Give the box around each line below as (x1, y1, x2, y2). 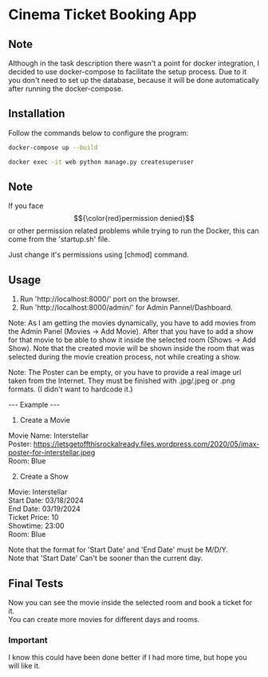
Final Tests (8, 577, 64, 590)
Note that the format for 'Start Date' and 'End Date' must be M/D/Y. (8, 545, 229, 555)
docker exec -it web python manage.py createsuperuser (8, 158, 195, 166)
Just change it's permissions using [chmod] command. (8, 250, 189, 260)
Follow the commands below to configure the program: (8, 128, 189, 137)
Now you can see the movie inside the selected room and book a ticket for (8, 598, 253, 607)
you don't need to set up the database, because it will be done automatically (8, 76, 259, 85)
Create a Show (19, 472, 69, 482)
